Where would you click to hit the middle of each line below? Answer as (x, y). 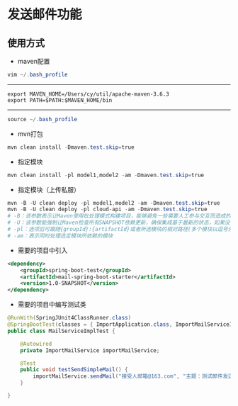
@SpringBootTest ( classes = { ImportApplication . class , (90, 325)
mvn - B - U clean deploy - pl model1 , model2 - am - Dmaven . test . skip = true (114, 203)
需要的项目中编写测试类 (52, 305)
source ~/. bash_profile (42, 119)
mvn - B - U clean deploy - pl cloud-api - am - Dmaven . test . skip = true (107, 210)
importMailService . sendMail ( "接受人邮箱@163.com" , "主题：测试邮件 (128, 376)
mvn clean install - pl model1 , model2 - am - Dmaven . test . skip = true (106, 175)
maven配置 (34, 61)
